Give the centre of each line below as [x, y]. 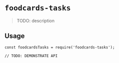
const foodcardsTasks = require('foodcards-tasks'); [60, 47]
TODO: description [36, 21]
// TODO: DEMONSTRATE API [31, 56]
